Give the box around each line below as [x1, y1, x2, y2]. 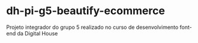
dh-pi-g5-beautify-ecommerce [6, 4, 165, 18]
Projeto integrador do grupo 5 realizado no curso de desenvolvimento [6, 24, 179, 31]
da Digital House [17, 29, 58, 37]
